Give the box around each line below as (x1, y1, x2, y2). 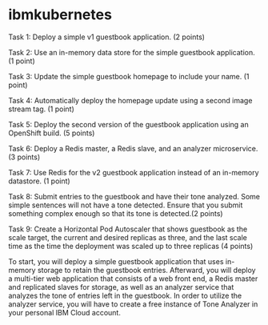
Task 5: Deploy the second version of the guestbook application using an (8, 119, 250, 129)
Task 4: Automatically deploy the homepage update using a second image (8, 95, 253, 105)
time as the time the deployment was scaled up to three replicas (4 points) (8, 241, 254, 251)
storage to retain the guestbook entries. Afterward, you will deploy (37, 265, 256, 275)
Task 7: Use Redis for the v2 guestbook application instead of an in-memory (8, 167, 259, 177)
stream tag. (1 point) (8, 104, 74, 114)
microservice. (213, 143, 258, 153)
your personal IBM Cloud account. (8, 307, 122, 317)
